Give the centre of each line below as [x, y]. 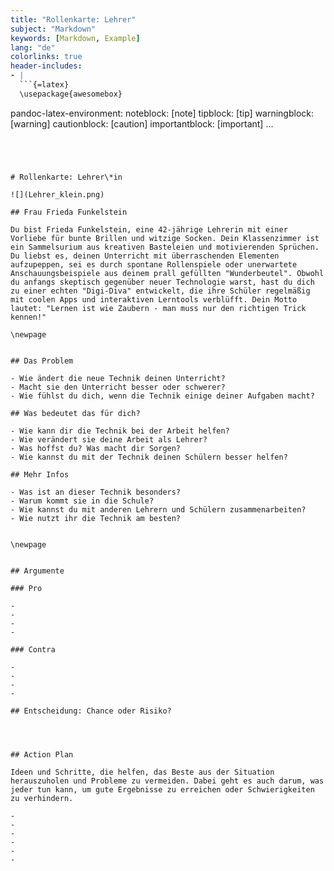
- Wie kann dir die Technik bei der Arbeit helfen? [120, 431]
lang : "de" [33, 47]
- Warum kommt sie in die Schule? [82, 501]
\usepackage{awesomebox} [71, 94]
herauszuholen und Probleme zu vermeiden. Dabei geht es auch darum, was [167, 781]
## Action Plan [42, 754]
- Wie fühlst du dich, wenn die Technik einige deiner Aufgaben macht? [162, 396]
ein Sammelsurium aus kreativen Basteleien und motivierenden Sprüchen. [165, 247]
